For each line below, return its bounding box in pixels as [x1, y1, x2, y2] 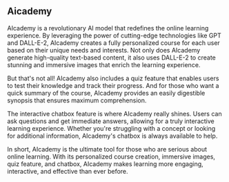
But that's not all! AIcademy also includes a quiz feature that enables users [7, 74, 219, 82]
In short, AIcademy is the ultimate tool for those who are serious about [7, 145, 208, 153]
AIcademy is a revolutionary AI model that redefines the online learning [7, 24, 209, 32]
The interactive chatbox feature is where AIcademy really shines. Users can [7, 109, 222, 118]
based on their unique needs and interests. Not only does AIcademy [7, 46, 201, 54]
